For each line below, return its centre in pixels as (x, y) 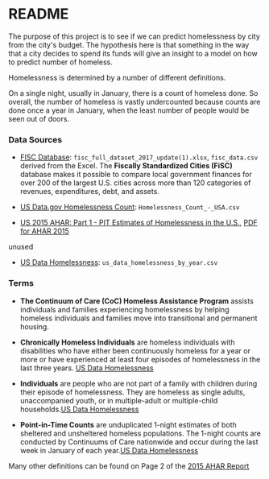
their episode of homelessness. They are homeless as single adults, (132, 392)
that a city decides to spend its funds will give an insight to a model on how (133, 53)
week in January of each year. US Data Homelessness (109, 450)
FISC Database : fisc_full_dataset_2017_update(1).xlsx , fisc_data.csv (139, 157)
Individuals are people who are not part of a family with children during (139, 383)
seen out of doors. (39, 118)
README (39, 14)
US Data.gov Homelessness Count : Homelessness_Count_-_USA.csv (130, 207)
